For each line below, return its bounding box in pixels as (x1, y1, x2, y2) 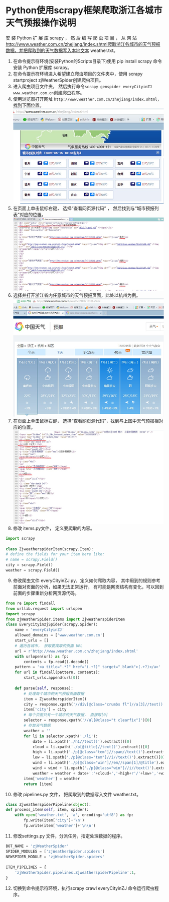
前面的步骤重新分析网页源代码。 (13, 590, 79, 596)
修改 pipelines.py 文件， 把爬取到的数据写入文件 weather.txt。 (13, 791, 141, 797)
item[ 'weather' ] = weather (24, 776, 80, 781)
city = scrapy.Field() (6, 562, 53, 567)
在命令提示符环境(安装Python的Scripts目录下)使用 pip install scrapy (13, 58, 152, 64)
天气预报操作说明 (6, 17, 77, 29)
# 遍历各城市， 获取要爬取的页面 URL (15, 643, 83, 648)
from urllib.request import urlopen (6, 606, 82, 611)
